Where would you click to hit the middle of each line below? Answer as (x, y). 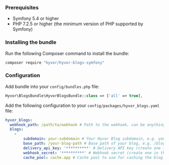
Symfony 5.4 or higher (36, 19)
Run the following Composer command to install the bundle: (67, 53)
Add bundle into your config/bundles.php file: (52, 86)
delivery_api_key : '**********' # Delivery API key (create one (92, 148)
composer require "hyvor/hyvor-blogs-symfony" (55, 63)
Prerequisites (22, 8)
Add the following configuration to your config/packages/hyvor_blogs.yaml (82, 105)
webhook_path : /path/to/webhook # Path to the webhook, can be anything (88, 125)
